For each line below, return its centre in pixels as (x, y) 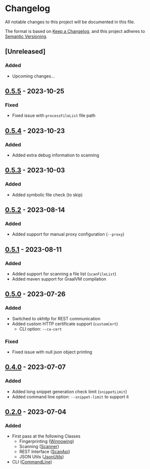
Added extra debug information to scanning (55, 155)
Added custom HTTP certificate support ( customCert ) (65, 324)
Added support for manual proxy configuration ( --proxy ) (68, 234)
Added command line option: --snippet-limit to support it (70, 397)
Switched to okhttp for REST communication (56, 318)
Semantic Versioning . (26, 36)
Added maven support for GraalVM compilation (59, 279)
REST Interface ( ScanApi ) (45, 452)
